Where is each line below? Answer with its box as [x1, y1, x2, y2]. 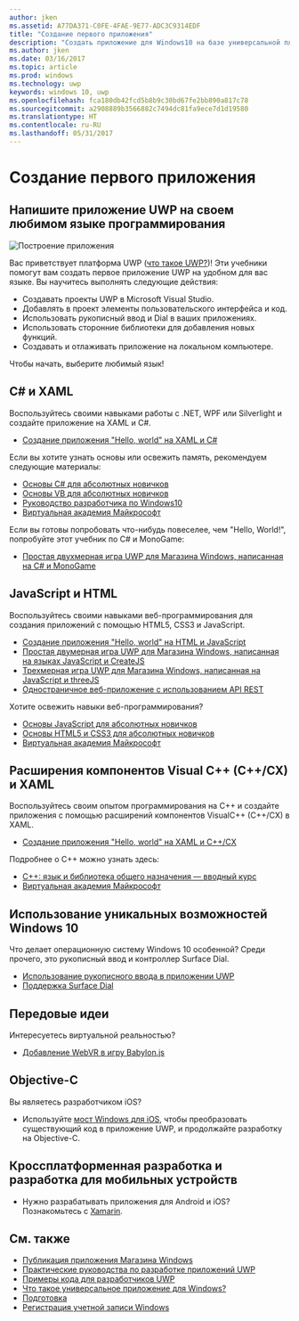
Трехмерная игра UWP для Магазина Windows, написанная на [21, 665, 261, 675]
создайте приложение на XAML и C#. [9, 417, 151, 428]
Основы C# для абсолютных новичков [21, 478, 169, 489]
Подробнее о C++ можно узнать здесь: [9, 854, 160, 865]
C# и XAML [9, 384, 74, 399]
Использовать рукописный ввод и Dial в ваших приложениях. [21, 313, 257, 323]
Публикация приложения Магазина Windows [21, 1255, 193, 1266]
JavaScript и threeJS [21, 674, 100, 685]
